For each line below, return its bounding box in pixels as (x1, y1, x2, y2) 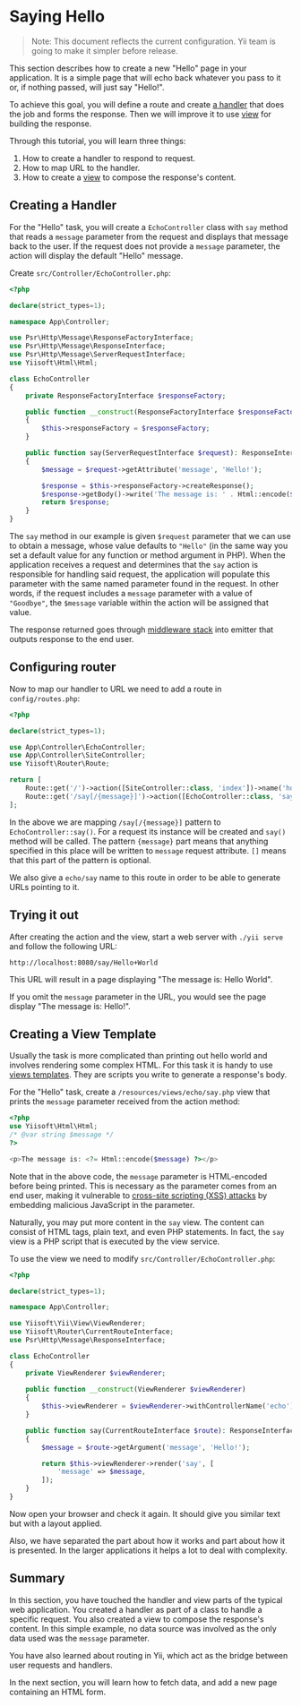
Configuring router (9, 660, 116, 675)
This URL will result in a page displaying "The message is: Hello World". (9, 973, 273, 984)
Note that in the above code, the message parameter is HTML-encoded (9, 1170, 268, 1181)
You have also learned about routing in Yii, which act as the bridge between (9, 1650, 288, 1660)
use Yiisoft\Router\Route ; (9, 759, 110, 768)
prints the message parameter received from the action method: (9, 1096, 240, 1107)
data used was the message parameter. (9, 1633, 150, 1643)
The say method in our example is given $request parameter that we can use (9, 531, 291, 541)
